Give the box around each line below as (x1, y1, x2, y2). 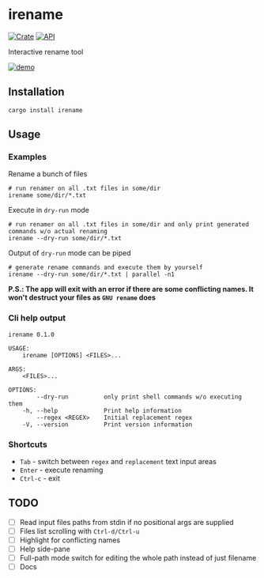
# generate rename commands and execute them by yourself (8, 263, 203, 272)
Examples (8, 152, 47, 163)
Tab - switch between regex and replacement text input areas (19, 457, 217, 467)
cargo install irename (8, 106, 83, 114)
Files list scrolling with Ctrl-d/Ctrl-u (19, 526, 140, 535)
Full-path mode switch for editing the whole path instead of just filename (19, 553, 257, 563)
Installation (8, 85, 65, 99)
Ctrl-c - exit (19, 474, 61, 483)
